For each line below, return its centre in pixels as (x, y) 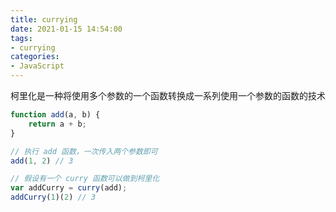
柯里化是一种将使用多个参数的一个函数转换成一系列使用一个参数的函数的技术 (168, 95)
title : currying (44, 19)
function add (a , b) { (55, 115)
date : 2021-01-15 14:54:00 (66, 29)
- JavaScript (37, 66)
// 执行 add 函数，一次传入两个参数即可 (84, 151)
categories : (35, 57)
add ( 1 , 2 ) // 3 (42, 161)
